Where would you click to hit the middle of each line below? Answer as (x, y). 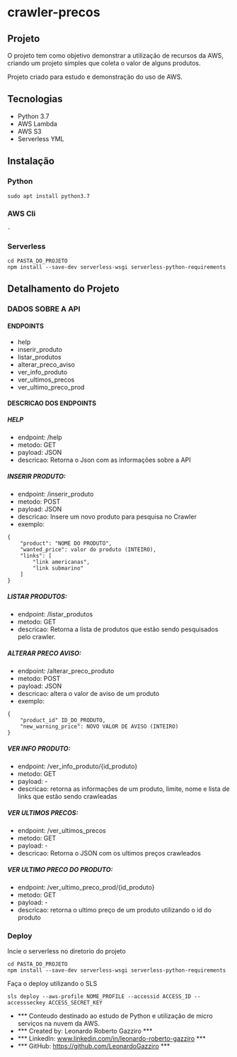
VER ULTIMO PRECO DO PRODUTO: (60, 869)
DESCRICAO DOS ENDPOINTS (52, 403)
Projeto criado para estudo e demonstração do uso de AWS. (95, 77)
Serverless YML (41, 138)
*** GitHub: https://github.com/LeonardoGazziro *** (94, 1046)
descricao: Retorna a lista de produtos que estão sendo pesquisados (118, 629)
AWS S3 (30, 131)
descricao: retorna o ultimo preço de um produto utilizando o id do (115, 909)
